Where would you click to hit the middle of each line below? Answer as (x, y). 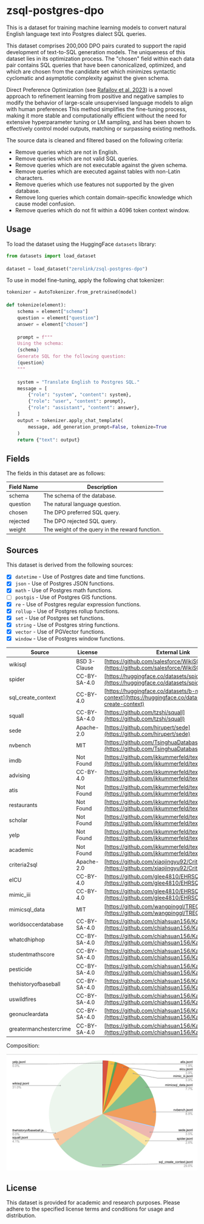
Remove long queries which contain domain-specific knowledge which (104, 197)
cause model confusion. (45, 204)
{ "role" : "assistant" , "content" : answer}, (84, 408)
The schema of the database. (80, 496)
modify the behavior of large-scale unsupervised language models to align (100, 102)
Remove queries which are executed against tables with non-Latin (98, 171)
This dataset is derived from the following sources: (70, 565)
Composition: (23, 1046)
